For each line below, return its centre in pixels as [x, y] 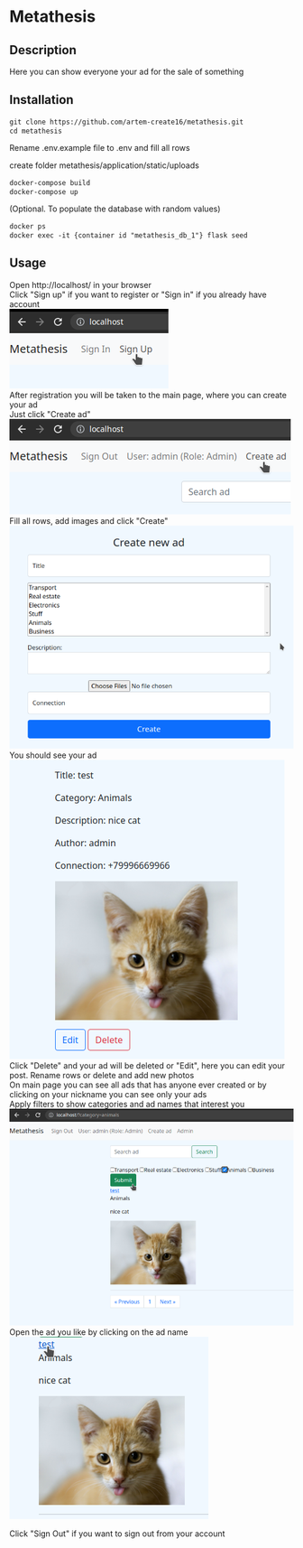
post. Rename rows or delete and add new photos [102, 1075]
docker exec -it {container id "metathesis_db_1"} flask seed [129, 235]
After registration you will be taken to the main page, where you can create [148, 395]
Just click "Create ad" [50, 414]
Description [43, 50]
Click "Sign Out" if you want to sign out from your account [117, 1534]
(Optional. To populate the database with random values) [115, 209]
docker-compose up [44, 191]
